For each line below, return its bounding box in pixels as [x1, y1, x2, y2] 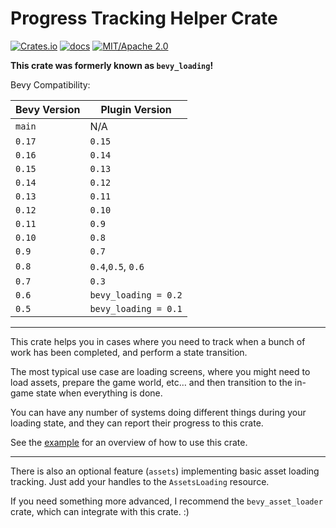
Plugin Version [100, 102, 172, 116]
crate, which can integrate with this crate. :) [10, 505, 190, 517]
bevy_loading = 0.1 [89, 303, 183, 314]
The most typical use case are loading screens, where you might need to [10, 365, 311, 377]
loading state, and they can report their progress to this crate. [10, 417, 264, 429]
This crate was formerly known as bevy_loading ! [10, 59, 214, 71]
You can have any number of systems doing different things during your [10, 406, 307, 418]
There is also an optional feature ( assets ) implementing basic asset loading [10, 465, 320, 477]
